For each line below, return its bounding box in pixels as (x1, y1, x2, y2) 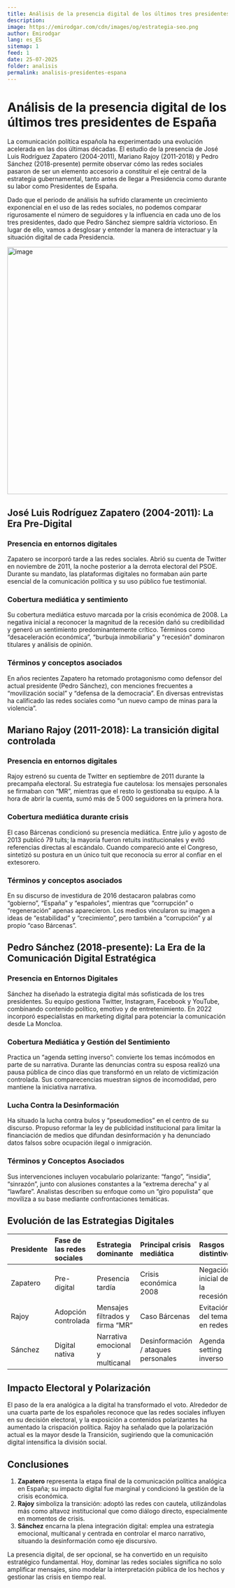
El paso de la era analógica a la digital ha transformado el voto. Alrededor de (7, 1400, 227, 1409)
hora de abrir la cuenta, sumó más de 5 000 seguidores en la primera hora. (7, 794, 224, 803)
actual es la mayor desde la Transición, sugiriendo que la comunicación (7, 1431, 213, 1439)
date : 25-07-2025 (7, 56, 58, 63)
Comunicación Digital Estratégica (7, 952, 156, 964)
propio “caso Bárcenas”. (7, 921, 77, 929)
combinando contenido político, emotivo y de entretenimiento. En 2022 (7, 1004, 212, 1013)
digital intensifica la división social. (7, 1438, 107, 1447)
